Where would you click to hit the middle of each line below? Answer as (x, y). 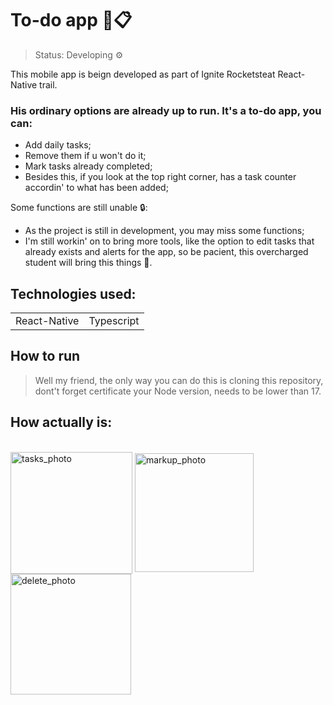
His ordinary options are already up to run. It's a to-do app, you (166, 110)
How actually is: (61, 422)
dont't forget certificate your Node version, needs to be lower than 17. (178, 391)
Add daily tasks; (58, 145)
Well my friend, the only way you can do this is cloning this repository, (179, 380)
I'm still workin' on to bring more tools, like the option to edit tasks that (169, 241)
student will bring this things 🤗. (88, 263)
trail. (48, 84)
